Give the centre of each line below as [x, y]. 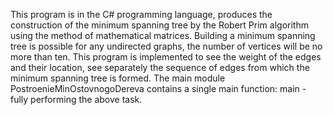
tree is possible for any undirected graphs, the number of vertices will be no [166, 46]
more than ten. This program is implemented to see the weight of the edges [166, 57]
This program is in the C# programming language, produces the [141, 14]
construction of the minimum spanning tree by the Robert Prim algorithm [159, 25]
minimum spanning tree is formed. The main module [118, 78]
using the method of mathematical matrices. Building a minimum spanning [163, 35]
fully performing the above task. [76, 99]
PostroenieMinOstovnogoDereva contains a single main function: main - [158, 88]
